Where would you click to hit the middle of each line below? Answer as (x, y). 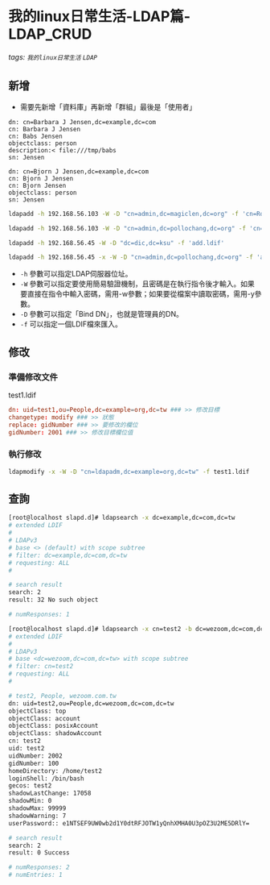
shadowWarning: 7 (37, 816)
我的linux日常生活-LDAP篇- (100, 17)
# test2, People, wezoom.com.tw (62, 696)
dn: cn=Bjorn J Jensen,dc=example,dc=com (79, 171)
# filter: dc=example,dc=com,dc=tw (68, 555)
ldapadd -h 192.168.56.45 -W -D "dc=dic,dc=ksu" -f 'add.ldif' (117, 243)
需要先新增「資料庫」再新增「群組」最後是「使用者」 (108, 106)
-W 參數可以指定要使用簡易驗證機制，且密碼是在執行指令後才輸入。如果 (137, 284)
